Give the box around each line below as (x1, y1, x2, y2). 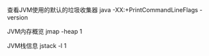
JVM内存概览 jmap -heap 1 (7, 28, 83, 35)
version (7, 13, 29, 22)
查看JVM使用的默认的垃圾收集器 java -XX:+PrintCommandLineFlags (7, 6, 198, 13)
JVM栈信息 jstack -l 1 (7, 42, 67, 49)
